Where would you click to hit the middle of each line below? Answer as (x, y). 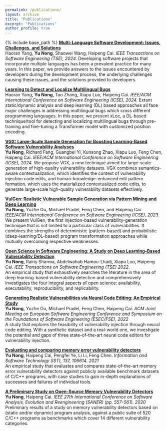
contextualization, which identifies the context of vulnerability (82, 173)
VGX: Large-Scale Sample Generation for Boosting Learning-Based (76, 142)
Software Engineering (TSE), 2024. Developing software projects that (76, 58)
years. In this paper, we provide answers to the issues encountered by (77, 69)
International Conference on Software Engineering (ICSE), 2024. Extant (79, 100)
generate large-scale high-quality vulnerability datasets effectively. (74, 189)
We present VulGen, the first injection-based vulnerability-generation (76, 220)
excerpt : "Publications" (31, 24)
